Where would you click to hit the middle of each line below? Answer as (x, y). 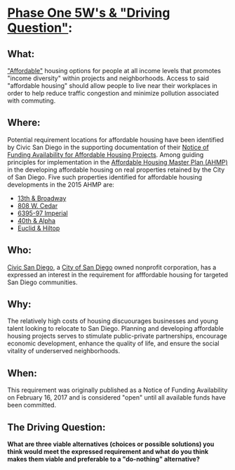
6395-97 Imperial (42, 213)
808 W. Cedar (38, 205)
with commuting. (32, 101)
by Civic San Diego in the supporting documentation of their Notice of (108, 147)
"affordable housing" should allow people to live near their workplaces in (112, 85)
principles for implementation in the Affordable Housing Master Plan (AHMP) (117, 162)
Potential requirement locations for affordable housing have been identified (116, 139)
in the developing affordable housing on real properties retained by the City (116, 170)
